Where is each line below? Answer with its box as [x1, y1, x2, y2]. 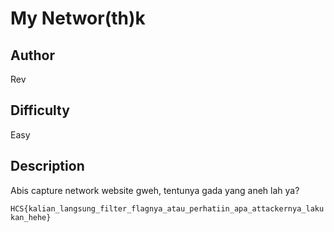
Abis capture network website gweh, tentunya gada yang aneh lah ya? [10, 184, 300, 196]
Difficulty [10, 102, 70, 119]
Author [10, 47, 55, 64]
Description [10, 158, 85, 175]
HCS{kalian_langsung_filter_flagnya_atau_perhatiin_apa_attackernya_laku [10, 203, 325, 214]
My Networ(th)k [10, 7, 146, 30]
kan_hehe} [10, 212, 52, 222]
